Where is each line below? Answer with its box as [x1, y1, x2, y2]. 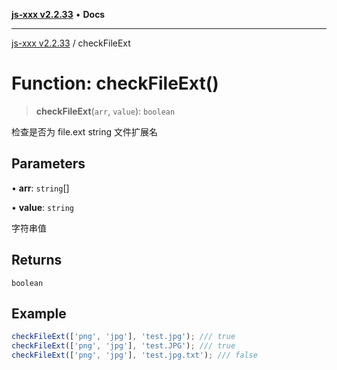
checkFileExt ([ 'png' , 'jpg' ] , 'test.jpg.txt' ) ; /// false [11, 350, 258, 361]
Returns [11, 252, 63, 269]
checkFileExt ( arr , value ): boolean [35, 105, 176, 117]
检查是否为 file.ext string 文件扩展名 [11, 125, 158, 138]
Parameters [11, 155, 86, 173]
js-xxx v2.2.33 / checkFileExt [11, 37, 131, 49]
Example [11, 305, 67, 322]
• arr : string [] [11, 182, 70, 194]
